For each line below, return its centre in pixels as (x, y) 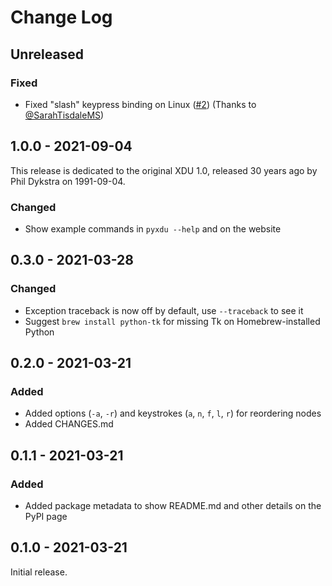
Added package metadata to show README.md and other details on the (173, 506)
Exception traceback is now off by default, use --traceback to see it (164, 310)
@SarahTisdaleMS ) (64, 115)
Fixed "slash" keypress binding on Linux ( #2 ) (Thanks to (140, 104)
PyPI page (46, 517)
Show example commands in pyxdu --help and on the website (153, 228)
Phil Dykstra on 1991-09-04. (68, 181)
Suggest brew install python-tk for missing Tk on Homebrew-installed (172, 321)
